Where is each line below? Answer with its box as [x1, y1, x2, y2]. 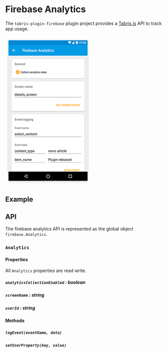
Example [5, 195, 33, 204]
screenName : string [5, 292, 45, 298]
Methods [5, 318, 25, 324]
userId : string [5, 305, 35, 311]
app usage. [5, 25, 29, 31]
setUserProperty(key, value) [5, 343, 67, 348]
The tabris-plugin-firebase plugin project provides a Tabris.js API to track [5, 20, 162, 26]
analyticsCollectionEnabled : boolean [5, 279, 86, 285]
